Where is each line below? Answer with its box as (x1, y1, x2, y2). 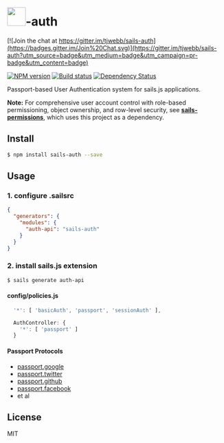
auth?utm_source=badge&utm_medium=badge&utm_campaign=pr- (7, 51, 198, 59)
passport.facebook (16, 384, 71, 392)
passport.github (16, 377, 63, 385)
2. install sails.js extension (7, 261, 98, 271)
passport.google (16, 362, 64, 371)
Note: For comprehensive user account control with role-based (7, 98, 187, 107)
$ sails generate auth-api (7, 277, 85, 283)
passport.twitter (16, 369, 63, 378)
